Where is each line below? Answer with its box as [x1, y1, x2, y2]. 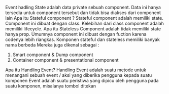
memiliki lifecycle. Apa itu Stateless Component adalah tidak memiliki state [5, 26, 161, 32]
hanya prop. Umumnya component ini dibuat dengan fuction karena [5, 31, 147, 37]
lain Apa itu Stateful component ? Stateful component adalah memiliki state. [5, 15, 163, 21]
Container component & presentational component [12, 57, 119, 63]
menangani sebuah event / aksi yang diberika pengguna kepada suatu [5, 72, 152, 78]
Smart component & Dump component [12, 52, 93, 58]
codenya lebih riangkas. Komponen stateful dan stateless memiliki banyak [5, 36, 160, 42]
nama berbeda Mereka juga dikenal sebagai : [5, 42, 99, 48]
